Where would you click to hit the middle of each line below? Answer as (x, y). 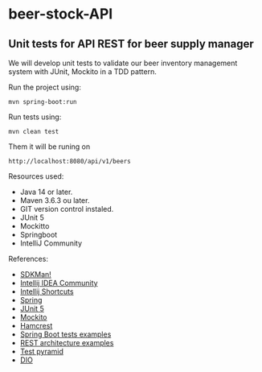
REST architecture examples (67, 343)
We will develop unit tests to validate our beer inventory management (123, 63)
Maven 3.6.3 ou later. (55, 200)
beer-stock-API (61, 14)
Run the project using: (45, 87)
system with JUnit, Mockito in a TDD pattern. (82, 72)
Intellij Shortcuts (47, 291)
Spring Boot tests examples (65, 334)
